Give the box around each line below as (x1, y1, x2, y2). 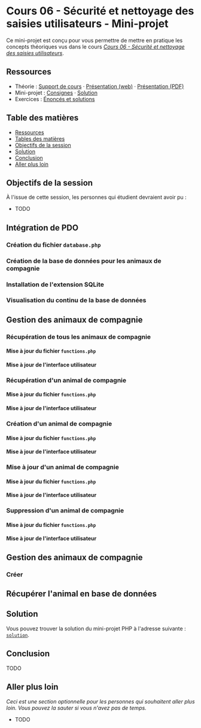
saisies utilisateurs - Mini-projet (6, 17, 169, 31)
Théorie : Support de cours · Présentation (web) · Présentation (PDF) (14, 83, 184, 90)
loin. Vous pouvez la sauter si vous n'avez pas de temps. (6, 704, 147, 711)
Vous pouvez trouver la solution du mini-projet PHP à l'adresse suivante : (6, 624, 187, 632)
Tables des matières (14, 135, 65, 142)
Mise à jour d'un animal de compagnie (6, 463, 120, 471)
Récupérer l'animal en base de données (6, 589, 157, 599)
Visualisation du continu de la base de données (6, 296, 147, 305)
